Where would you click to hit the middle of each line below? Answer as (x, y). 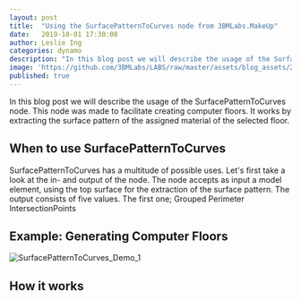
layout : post (34, 17)
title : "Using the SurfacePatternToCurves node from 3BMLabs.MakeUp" (144, 26)
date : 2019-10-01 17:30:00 (64, 34)
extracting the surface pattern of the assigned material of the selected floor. (149, 120)
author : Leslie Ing (46, 43)
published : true (39, 76)
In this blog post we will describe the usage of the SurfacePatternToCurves (148, 101)
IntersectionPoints (43, 208)
